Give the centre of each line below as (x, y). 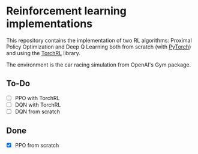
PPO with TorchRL (37, 98)
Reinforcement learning (67, 11)
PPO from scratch (37, 145)
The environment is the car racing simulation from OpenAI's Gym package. (99, 65)
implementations (49, 24)
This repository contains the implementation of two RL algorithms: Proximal (99, 40)
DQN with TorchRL (38, 105)
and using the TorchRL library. (43, 53)
